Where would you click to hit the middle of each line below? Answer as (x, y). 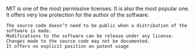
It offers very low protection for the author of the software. (78, 15)
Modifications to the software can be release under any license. (90, 36)
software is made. (29, 31)
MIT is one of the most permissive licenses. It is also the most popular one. (98, 9)
